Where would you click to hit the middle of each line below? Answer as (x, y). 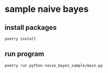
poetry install (20, 39)
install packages (31, 28)
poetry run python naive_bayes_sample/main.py (54, 66)
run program (24, 54)
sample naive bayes (47, 9)
